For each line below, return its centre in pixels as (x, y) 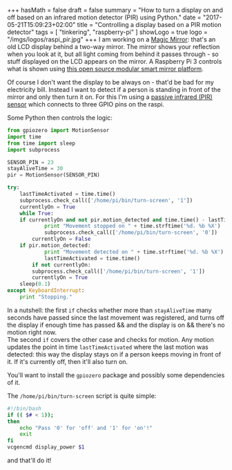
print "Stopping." (46, 297)
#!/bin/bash (24, 408)
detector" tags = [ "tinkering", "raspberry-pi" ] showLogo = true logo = (108, 32)
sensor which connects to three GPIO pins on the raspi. (86, 104)
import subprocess (33, 150)
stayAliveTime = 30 (35, 169)
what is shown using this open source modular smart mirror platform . (105, 69)
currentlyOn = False (61, 239)
